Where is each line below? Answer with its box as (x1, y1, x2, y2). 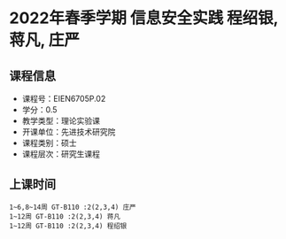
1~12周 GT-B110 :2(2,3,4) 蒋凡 (9, 212, 121, 221)
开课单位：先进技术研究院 (21, 127, 116, 137)
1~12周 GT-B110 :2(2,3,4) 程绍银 (9, 221, 128, 230)
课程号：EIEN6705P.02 (21, 94, 106, 104)
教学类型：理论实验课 (21, 116, 100, 126)
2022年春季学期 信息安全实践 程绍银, (9, 8, 279, 28)
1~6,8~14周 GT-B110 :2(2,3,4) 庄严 (9, 203, 136, 212)
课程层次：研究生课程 (21, 149, 100, 159)
